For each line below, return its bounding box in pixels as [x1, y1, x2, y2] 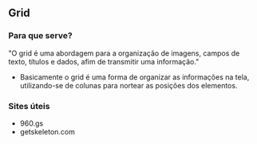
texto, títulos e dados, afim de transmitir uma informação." [8, 56, 200, 66]
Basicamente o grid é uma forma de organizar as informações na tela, [19, 72, 250, 82]
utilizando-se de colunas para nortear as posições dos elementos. [19, 80, 238, 90]
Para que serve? [8, 30, 73, 41]
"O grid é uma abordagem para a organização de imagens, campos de [8, 48, 240, 58]
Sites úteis [8, 100, 50, 111]
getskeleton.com [19, 126, 76, 136]
